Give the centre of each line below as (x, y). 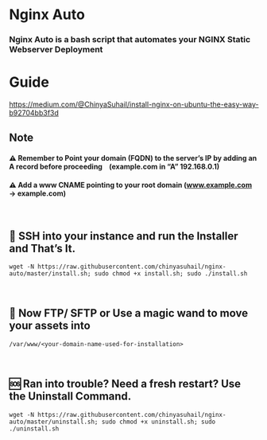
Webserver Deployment (56, 49)
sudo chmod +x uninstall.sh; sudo (159, 422)
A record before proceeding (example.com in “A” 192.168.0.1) (114, 167)
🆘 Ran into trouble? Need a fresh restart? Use (125, 384)
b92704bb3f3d (34, 113)
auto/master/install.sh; (50, 274)
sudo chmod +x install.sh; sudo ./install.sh (171, 274)
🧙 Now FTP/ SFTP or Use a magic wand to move (129, 313)
